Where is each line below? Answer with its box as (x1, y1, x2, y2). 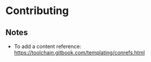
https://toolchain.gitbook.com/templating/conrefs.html (13, 49, 145, 56)
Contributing (5, 4, 69, 18)
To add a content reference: (13, 43, 81, 50)
